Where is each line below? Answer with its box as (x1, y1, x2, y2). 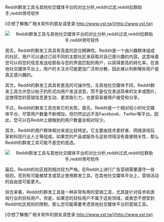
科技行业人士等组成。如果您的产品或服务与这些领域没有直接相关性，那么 (13, 134, 159, 139)
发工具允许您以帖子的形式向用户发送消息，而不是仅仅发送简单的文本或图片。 (5, 88, 159, 94)
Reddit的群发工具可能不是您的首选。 (5, 140, 78, 145)
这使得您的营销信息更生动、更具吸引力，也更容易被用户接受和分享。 (5, 95, 142, 100)
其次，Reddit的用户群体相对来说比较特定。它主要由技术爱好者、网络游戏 (5, 127, 151, 133)
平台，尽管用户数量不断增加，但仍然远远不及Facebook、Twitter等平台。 (9, 111, 155, 117)
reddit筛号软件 (10, 10, 40, 16)
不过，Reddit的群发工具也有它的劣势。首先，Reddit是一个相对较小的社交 (5, 105, 151, 111)
